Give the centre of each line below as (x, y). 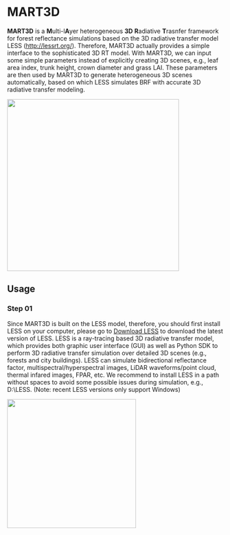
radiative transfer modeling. (46, 89)
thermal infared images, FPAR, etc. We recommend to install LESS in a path (113, 375)
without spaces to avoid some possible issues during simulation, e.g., (105, 382)
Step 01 (20, 309)
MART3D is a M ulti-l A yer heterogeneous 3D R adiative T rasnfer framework (113, 31)
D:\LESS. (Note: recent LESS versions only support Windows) (94, 389)
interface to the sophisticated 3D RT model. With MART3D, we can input (109, 53)
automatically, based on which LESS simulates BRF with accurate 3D (104, 82)
